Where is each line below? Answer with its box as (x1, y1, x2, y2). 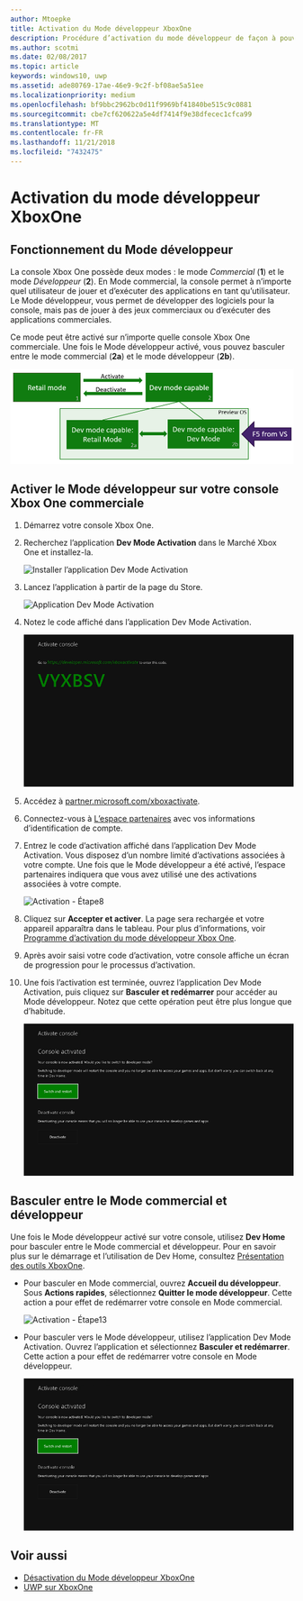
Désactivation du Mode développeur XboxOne (22, 1572, 195, 1583)
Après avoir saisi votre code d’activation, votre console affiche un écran (22, 950, 290, 960)
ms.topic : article (10, 62, 79, 71)
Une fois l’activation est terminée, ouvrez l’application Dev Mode (22, 977, 262, 987)
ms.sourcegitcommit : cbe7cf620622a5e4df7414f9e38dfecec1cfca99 (10, 109, 253, 119)
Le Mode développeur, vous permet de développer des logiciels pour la (10, 295, 275, 305)
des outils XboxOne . (10, 1260, 85, 1270)
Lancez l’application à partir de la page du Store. (22, 581, 203, 592)
